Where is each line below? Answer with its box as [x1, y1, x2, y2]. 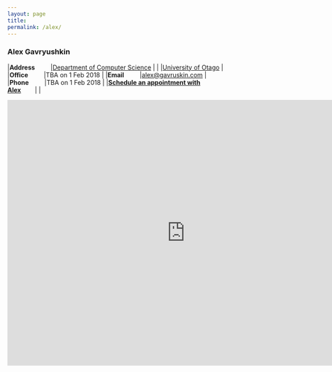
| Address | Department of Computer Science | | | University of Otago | [7, 63, 223, 72]
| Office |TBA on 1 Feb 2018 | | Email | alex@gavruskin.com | [7, 70, 207, 79]
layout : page [7, 10, 46, 18]
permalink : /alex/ [7, 23, 62, 30]
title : [7, 17, 27, 24]
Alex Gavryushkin [7, 47, 71, 57]
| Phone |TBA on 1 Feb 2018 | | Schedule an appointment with [7, 78, 201, 86]
